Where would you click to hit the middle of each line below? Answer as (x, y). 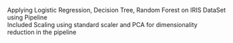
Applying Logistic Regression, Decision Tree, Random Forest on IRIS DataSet (116, 10)
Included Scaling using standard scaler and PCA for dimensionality (102, 25)
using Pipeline (27, 17)
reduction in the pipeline (42, 32)
